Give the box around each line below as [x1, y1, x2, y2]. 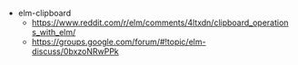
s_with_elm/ [31, 27, 76, 37]
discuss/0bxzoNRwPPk [31, 46, 120, 57]
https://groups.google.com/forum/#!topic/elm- [31, 36, 206, 47]
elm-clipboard [17, 8, 71, 18]
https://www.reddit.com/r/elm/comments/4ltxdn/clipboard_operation [31, 17, 289, 28]
